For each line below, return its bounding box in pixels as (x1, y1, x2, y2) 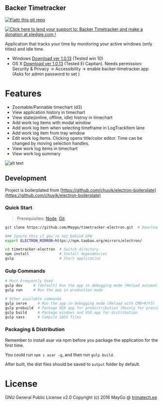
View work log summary (12, 150, 61, 156)
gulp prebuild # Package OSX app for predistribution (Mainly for (5, 305, 145, 311)
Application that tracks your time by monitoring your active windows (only (5, 41, 153, 47)
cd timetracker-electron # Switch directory (5, 247, 98, 252)
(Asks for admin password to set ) (12, 71, 80, 77)
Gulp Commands (5, 268, 46, 275)
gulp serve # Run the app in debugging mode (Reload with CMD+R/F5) (5, 301, 155, 306)
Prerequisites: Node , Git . (16, 215, 66, 221)
